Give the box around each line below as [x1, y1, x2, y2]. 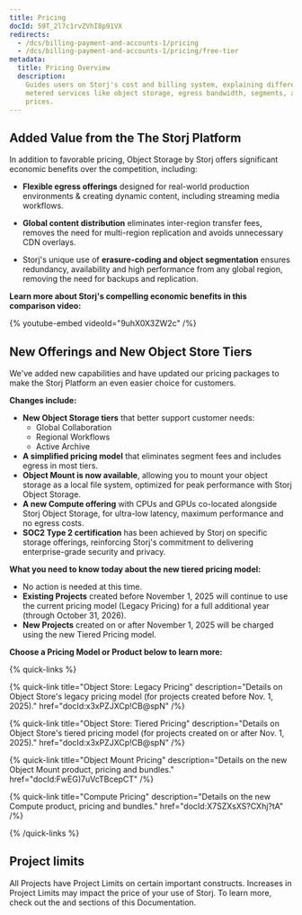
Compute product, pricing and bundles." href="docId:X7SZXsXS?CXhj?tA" [9, 801, 284, 811]
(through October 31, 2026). [22, 610, 127, 621]
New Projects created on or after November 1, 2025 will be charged [22, 620, 274, 630]
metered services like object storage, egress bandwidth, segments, [25, 88, 288, 97]
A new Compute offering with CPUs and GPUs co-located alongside [22, 499, 277, 509]
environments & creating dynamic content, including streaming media [22, 191, 280, 202]
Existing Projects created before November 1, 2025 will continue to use [22, 591, 289, 602]
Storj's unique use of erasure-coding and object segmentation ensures [22, 254, 290, 266]
